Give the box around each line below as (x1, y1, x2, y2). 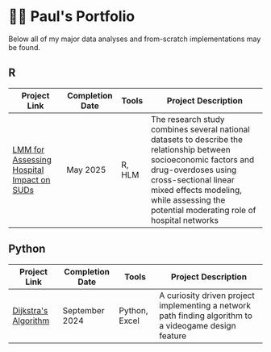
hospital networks (150, 214, 219, 225)
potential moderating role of (150, 204, 256, 216)
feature (159, 330, 187, 342)
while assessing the (150, 194, 226, 205)
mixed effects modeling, (150, 184, 242, 195)
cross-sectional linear (150, 174, 236, 185)
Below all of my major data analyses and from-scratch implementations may (8, 34, 261, 44)
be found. (8, 42, 40, 52)
